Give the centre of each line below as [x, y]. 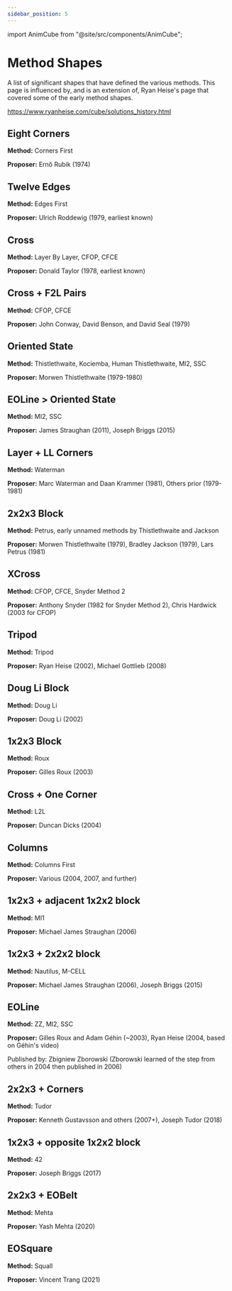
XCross [24, 574]
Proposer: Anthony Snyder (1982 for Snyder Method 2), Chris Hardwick [112, 605]
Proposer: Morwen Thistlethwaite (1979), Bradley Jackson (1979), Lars [111, 545]
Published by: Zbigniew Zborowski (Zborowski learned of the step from [111, 1060]
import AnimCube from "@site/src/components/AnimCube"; [95, 34]
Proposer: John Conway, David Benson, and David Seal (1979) [99, 324]
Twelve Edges [39, 186]
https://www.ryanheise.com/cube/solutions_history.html [89, 111]
